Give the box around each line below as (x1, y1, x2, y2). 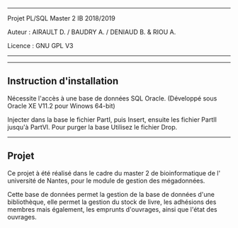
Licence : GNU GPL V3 (7, 42, 74, 50)
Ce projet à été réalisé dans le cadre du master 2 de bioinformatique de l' (7, 169, 221, 177)
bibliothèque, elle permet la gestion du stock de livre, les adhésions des (7, 198, 217, 206)
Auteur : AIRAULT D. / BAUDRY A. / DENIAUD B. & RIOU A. (7, 28, 176, 36)
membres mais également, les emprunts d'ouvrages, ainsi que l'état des (7, 205, 217, 213)
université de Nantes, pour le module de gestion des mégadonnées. (7, 176, 205, 185)
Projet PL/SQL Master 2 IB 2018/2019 (7, 14, 115, 22)
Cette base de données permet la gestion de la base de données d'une (7, 190, 215, 198)
